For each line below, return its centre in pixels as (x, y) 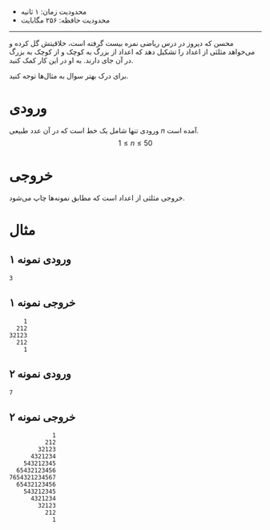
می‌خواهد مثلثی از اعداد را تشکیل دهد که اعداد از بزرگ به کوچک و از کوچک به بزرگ (132, 52)
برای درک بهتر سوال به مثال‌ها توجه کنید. (69, 76)
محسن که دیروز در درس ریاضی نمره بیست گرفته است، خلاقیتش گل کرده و (122, 43)
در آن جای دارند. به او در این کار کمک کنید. (71, 60)
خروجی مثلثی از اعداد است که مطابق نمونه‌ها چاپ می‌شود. (97, 198)
